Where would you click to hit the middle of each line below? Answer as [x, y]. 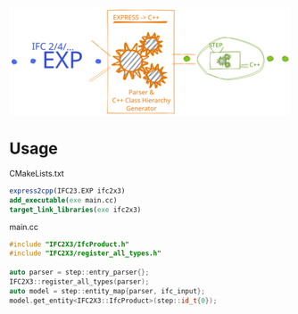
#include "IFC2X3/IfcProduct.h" [69, 244]
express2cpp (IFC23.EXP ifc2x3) [67, 191]
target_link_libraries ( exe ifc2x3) [75, 210]
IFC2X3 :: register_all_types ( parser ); [79, 282]
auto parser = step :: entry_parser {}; [79, 273]
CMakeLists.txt [37, 173]
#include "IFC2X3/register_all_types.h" [86, 253]
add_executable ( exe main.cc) [63, 200]
